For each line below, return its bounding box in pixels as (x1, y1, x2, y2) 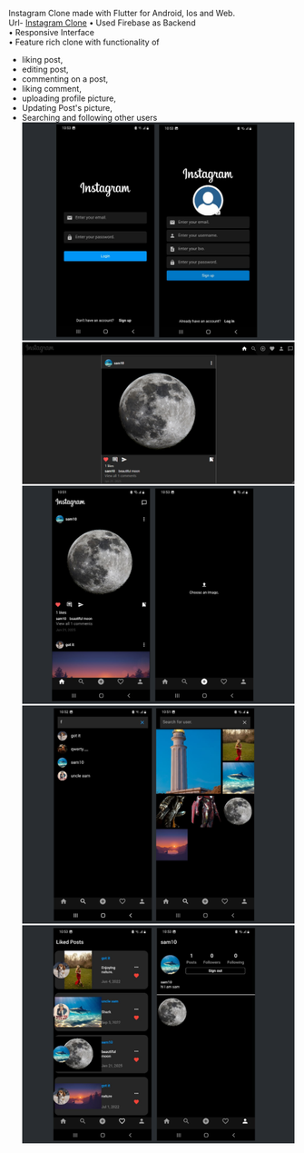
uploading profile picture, (21, 93, 117, 104)
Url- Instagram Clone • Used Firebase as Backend (8, 17, 196, 28)
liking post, (21, 55, 64, 65)
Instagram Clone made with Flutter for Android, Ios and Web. (8, 8, 236, 18)
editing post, (21, 64, 69, 75)
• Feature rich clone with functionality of (8, 36, 160, 47)
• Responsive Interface (8, 27, 94, 37)
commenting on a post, (21, 74, 109, 84)
